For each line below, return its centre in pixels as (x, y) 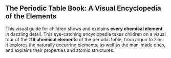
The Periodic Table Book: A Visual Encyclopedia (83, 8)
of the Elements (31, 17)
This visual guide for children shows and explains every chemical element (84, 28)
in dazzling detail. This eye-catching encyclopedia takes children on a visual (86, 34)
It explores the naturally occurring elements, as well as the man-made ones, (85, 45)
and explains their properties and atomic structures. (60, 50)
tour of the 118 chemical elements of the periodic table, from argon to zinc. (85, 39)
